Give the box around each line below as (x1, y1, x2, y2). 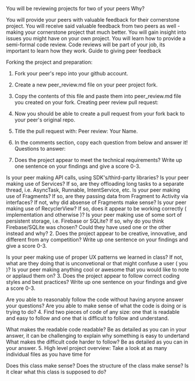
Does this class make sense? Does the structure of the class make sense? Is (6, 362, 189, 369)
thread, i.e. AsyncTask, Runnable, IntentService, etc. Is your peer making (6, 186, 180, 193)
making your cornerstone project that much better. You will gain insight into (6, 29, 186, 36)
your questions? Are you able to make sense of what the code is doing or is (6, 302, 187, 309)
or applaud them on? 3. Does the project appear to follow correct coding (6, 272, 180, 279)
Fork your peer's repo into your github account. (14, 70, 129, 77)
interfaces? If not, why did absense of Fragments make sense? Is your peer (6, 199, 187, 206)
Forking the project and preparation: (6, 58, 93, 65)
